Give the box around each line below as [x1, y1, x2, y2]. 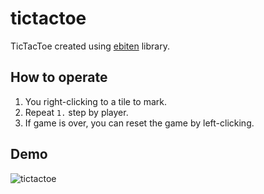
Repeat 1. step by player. [24, 106, 129, 118]
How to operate [10, 69, 108, 86]
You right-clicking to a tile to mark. [24, 95, 168, 107]
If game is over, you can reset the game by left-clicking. [24, 117, 255, 129]
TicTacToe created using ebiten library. [10, 40, 170, 52]
